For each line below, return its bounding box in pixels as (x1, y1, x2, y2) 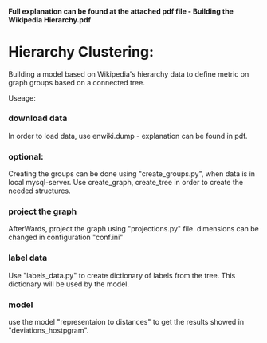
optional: (8, 151, 44, 162)
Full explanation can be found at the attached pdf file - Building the (8, 6, 234, 16)
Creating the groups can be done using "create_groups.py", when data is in (8, 169, 256, 179)
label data (8, 252, 48, 263)
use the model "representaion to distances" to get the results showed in (8, 317, 245, 327)
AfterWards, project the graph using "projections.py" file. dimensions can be (8, 224, 259, 234)
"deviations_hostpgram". (8, 325, 89, 335)
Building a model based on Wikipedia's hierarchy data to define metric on (8, 69, 249, 79)
